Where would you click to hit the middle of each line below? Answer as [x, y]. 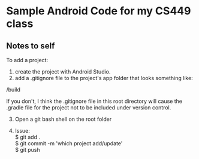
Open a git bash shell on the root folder [63, 119]
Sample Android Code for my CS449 [99, 11]
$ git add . [28, 137]
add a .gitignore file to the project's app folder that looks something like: [104, 78]
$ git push [27, 150]
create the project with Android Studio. [63, 72]
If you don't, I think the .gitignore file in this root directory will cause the [94, 101]
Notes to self [31, 46]
